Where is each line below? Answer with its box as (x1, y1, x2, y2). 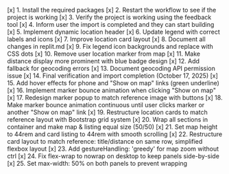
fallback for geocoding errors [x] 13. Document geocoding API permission (7, 65, 216, 72)
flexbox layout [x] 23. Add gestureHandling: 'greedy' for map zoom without (7, 144, 219, 153)
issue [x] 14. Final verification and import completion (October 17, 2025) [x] (7, 72, 218, 80)
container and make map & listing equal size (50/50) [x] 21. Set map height (7, 123, 218, 131)
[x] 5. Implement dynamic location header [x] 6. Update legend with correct (7, 28, 221, 36)
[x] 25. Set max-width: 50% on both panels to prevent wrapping (7, 160, 187, 167)
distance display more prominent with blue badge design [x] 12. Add (7, 57, 200, 65)
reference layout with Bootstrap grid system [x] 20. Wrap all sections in (7, 116, 208, 123)
